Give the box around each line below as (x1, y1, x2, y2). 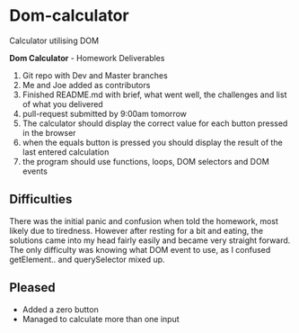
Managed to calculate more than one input (22, 313, 180, 324)
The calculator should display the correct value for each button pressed (22, 118, 288, 129)
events (22, 166, 48, 176)
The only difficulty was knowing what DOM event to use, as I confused (9, 244, 271, 255)
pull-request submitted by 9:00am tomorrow (22, 108, 187, 119)
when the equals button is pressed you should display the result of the (22, 137, 283, 148)
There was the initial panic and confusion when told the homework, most (9, 215, 278, 226)
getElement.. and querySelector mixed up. (9, 254, 165, 265)
